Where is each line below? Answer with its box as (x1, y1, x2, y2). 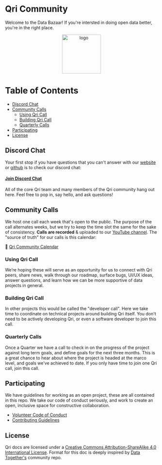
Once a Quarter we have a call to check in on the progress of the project (5, 345, 149, 350)
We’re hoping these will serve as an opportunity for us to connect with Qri (5, 267, 153, 272)
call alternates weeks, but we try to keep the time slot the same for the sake (5, 224, 157, 230)
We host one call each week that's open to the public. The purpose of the (5, 218, 152, 225)
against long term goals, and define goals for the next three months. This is (5, 349, 155, 355)
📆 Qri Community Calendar (5, 244, 59, 250)
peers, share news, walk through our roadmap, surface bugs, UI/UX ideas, (5, 272, 154, 278)
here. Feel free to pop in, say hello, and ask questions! (5, 192, 113, 197)
